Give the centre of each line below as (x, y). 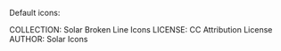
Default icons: (35, 13)
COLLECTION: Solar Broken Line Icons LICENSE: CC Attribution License (141, 29)
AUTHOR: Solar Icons (49, 39)
